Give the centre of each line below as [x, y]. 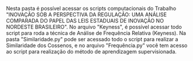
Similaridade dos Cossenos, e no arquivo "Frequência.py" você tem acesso [97, 45]
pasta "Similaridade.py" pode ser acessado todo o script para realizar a [92, 39]
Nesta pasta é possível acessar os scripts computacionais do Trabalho [91, 8]
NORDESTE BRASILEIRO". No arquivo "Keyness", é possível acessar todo [94, 27]
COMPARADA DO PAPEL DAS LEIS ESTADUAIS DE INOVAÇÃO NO [85, 21]
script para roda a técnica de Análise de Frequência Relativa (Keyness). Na [96, 33]
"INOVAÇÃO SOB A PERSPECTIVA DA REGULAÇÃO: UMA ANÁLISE [87, 15]
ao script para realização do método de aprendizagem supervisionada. [92, 51]
